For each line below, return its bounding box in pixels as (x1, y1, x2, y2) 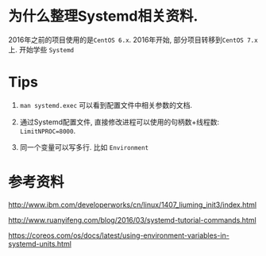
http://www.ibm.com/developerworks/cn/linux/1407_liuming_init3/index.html (8, 200, 257, 209)
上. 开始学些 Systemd (8, 44, 75, 54)
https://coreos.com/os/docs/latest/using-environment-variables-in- (8, 231, 230, 240)
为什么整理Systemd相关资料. (8, 7, 199, 25)
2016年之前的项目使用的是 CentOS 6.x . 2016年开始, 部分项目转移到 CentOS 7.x (8, 35, 258, 44)
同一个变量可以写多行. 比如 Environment (19, 142, 149, 151)
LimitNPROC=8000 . (19, 126, 76, 136)
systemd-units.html (8, 239, 71, 248)
